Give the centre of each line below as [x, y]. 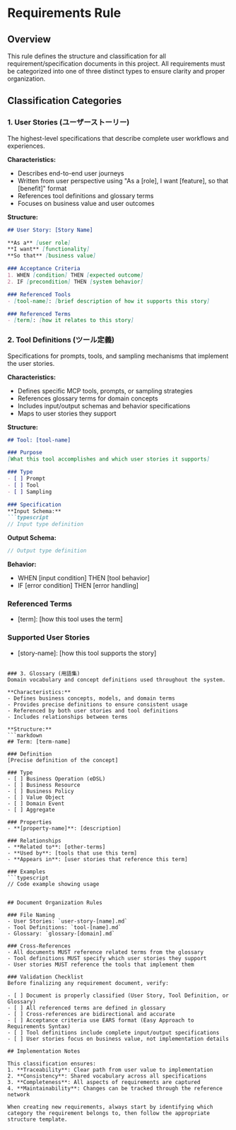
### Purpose [25, 453]
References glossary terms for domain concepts [88, 398]
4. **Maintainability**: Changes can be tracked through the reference [115, 1088]
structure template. [38, 1119]
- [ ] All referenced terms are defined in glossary [87, 1008]
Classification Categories [65, 101]
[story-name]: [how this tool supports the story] [87, 653]
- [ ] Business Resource [44, 785]
